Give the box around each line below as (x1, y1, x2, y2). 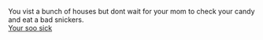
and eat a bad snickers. (8, 15, 84, 24)
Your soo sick (8, 24, 53, 32)
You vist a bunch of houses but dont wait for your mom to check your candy (8, 7, 255, 16)
